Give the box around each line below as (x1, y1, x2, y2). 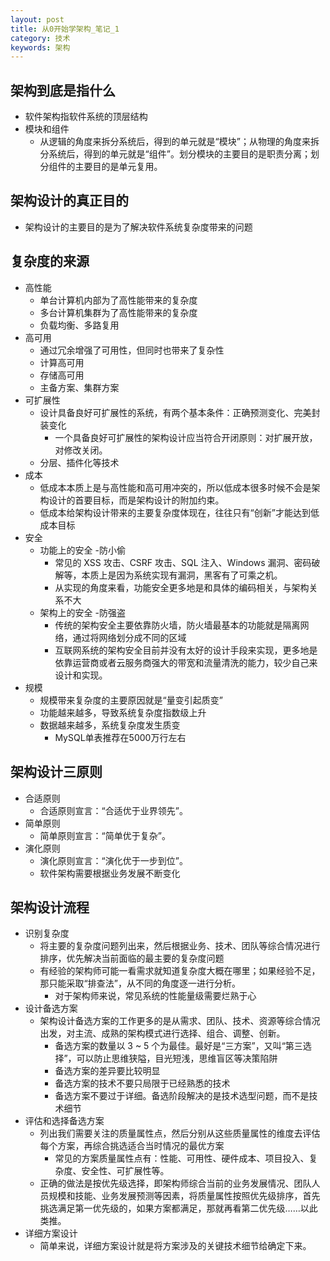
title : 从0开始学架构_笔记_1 (10, 24, 120, 34)
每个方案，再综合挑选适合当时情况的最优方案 (39, 1140, 225, 1152)
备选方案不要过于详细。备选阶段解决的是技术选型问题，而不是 (54, 1090, 310, 1102)
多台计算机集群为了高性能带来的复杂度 (39, 306, 198, 318)
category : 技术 (10, 33, 71, 43)
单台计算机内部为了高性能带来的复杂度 (39, 294, 198, 306)
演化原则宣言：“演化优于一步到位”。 (39, 854, 188, 866)
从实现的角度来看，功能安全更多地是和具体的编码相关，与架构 (54, 581, 310, 593)
